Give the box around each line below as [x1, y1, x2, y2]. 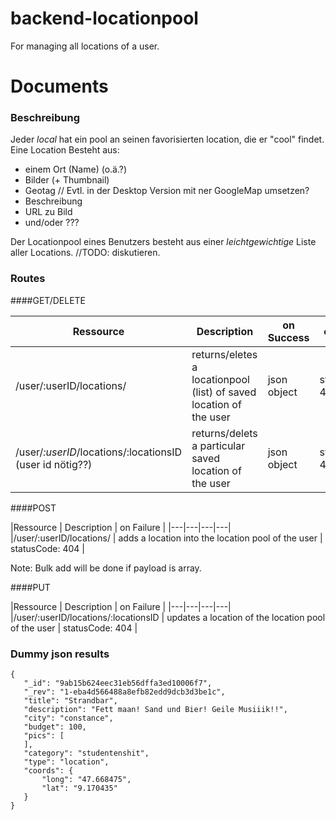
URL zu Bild [24, 206, 73, 218]
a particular [191, 438, 246, 452]
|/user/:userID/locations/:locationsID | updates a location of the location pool [10, 611, 326, 623]
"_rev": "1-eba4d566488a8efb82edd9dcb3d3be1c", [23, 687, 226, 697]
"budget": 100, [23, 722, 87, 732]
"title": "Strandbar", [23, 696, 118, 706]
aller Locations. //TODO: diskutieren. [10, 247, 161, 259]
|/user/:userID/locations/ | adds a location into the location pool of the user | [10, 532, 323, 544]
